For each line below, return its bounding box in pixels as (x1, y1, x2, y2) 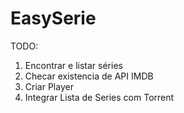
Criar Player (24, 80, 74, 92)
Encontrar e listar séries (24, 59, 123, 71)
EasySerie (10, 7, 97, 30)
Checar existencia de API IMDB (24, 70, 154, 82)
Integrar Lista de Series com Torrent (24, 91, 175, 103)
